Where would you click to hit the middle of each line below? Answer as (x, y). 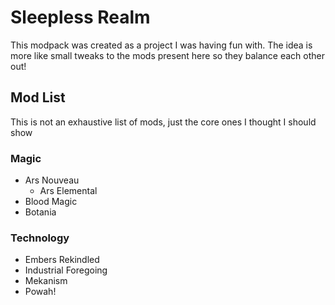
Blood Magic (51, 202)
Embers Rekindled (62, 260)
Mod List (38, 97)
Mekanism (46, 281)
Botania (40, 212)
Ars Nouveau (52, 180)
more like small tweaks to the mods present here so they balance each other (167, 55)
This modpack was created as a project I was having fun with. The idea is (161, 45)
